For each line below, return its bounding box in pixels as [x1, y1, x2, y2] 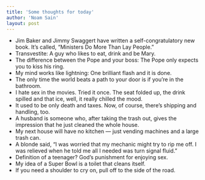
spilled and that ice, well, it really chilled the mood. [15, 95, 143, 103]
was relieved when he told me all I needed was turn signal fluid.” [15, 147, 177, 154]
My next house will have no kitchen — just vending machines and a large [15, 128, 199, 135]
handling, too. [15, 108, 50, 116]
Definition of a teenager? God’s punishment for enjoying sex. [15, 154, 168, 161]
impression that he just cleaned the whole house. [15, 121, 140, 129]
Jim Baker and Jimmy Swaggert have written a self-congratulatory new [15, 37, 195, 45]
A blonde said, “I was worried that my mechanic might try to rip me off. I [15, 141, 197, 148]
